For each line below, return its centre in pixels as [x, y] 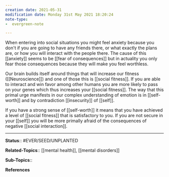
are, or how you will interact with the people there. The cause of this [76, 53]
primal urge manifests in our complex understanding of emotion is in [76, 95]
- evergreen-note [24, 24]
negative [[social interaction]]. [36, 126]
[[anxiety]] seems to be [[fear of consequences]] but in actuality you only [81, 59]
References [18, 170]
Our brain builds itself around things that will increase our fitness [72, 74]
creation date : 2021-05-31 [33, 10]
